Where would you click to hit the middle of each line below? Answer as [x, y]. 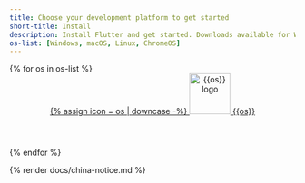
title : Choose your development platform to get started [119, 18]
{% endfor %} [35, 153]
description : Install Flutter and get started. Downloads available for [150, 34]
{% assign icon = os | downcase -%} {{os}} [152, 111]
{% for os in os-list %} [51, 69]
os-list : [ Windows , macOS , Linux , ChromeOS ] [95, 43]
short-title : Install [50, 26]
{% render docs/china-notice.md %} [78, 170]
